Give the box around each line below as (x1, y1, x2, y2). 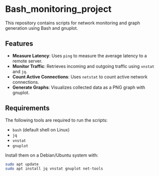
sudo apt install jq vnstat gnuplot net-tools (5, 166, 103, 172)
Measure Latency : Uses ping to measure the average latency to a (12, 53, 147, 59)
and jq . (12, 68, 27, 74)
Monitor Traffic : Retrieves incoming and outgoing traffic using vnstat (12, 63, 155, 69)
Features (5, 40, 33, 48)
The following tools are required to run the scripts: (5, 117, 108, 123)
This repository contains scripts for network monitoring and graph (5, 20, 141, 26)
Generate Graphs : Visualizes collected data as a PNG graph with (12, 84, 146, 90)
